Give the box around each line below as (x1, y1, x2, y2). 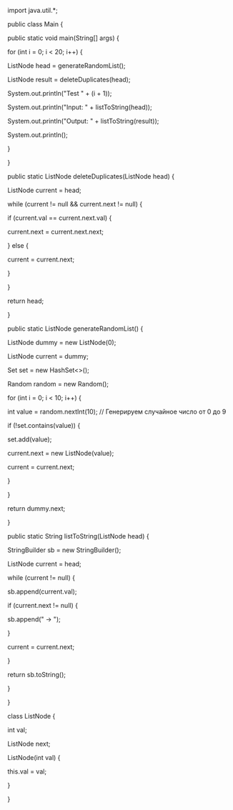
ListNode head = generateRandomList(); (7, 61, 126, 70)
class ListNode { (7, 712, 56, 720)
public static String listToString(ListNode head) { (7, 532, 149, 540)
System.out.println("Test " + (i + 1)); (7, 89, 112, 97)
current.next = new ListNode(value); (7, 449, 114, 457)
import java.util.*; (7, 6, 59, 14)
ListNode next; (7, 739, 51, 748)
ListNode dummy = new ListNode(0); (7, 339, 116, 346)
